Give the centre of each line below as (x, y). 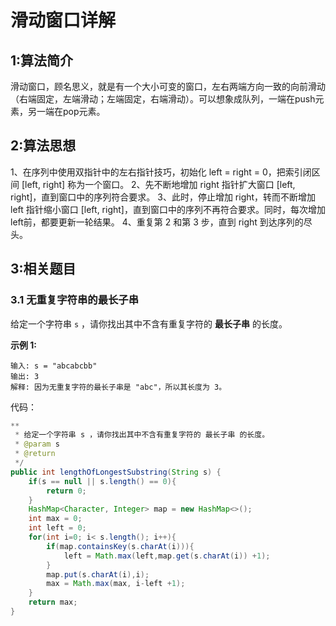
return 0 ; (66, 491)
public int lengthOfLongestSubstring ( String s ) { (116, 472)
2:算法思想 (43, 146)
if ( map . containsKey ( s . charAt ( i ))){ (120, 546)
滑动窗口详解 (63, 20)
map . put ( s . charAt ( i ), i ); (98, 574)
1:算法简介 (42, 60)
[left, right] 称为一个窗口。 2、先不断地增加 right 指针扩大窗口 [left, (158, 184)
